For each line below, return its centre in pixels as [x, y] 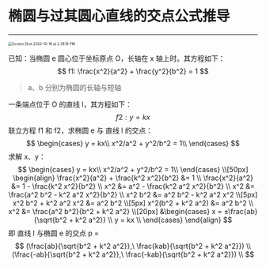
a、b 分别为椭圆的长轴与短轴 [74, 87]
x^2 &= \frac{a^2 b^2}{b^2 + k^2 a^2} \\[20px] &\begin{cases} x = [115, 211]
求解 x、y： [27, 156]
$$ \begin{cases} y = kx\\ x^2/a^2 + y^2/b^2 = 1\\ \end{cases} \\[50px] [133, 169]
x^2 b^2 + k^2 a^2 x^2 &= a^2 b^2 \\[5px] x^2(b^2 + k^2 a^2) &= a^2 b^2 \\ [133, 203]
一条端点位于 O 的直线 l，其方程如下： [70, 104]
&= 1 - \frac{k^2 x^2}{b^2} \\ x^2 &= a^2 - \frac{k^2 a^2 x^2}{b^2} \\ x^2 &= [133, 186]
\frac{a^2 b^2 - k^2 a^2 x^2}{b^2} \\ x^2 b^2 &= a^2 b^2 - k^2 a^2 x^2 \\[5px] [133, 194]
